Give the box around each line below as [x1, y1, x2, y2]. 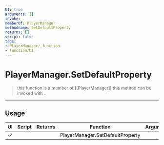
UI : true [5, 7, 23, 12]
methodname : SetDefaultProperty [5, 25, 71, 30]
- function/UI [5, 48, 34, 53]
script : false [5, 35, 34, 40]
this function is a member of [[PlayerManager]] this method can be [17, 85, 152, 91]
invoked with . [17, 90, 46, 96]
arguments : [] [5, 12, 34, 17]
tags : [5, 39, 16, 44]
